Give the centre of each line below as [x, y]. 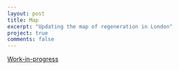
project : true [28, 33]
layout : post [26, 14]
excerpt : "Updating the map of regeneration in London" [90, 26]
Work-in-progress [33, 59]
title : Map [23, 20]
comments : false [31, 40]
